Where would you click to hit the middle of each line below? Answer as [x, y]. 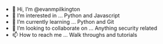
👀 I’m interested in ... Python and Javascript [66, 15]
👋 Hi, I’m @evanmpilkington [46, 9]
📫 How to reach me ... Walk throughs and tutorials [74, 35]
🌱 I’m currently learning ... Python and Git [63, 22]
